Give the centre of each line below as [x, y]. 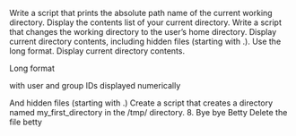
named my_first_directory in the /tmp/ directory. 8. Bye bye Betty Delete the [148, 112]
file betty [26, 122]
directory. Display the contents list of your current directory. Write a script [146, 22]
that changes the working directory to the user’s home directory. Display [143, 32]
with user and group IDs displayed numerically [95, 85]
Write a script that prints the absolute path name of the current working [141, 13]
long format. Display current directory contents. [97, 51]
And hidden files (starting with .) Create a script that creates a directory [141, 103]
